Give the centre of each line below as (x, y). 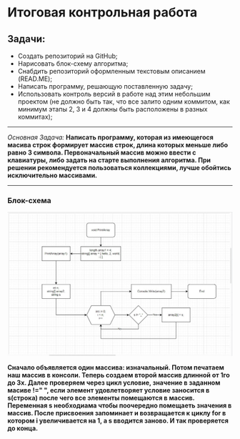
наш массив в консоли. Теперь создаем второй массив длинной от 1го (119, 375)
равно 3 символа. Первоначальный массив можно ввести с (102, 152)
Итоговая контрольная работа (102, 13)
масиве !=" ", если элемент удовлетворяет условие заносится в (109, 390)
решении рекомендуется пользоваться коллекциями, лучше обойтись (119, 168)
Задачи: (26, 39)
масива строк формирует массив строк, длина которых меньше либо (118, 145)
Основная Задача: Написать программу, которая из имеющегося (111, 137)
